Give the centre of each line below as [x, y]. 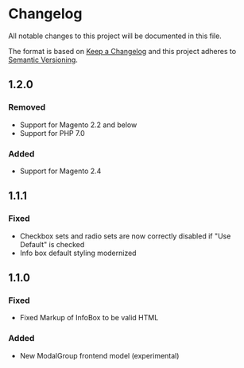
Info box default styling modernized [78, 253]
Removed [27, 107]
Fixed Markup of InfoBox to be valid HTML [89, 318]
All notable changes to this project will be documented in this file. [115, 36]
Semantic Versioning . [43, 60]
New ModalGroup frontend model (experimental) [99, 355]
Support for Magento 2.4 [60, 171]
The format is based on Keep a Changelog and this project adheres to [122, 51]
